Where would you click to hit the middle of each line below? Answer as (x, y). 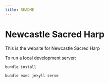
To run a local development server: (41, 58)
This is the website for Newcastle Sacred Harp (53, 48)
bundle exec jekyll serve (32, 76)
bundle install (21, 67)
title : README (20, 10)
